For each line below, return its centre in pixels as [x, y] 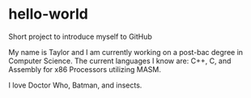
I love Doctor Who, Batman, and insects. [75, 85]
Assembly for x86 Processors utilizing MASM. [85, 69]
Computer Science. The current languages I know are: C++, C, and [120, 61]
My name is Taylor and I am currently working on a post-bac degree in [126, 52]
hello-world [49, 14]
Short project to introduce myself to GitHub [80, 36]
